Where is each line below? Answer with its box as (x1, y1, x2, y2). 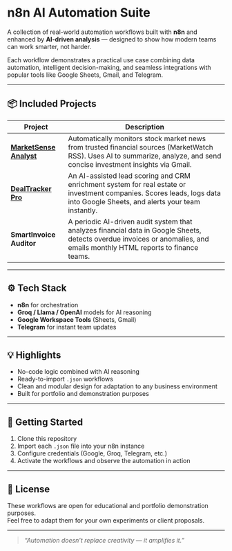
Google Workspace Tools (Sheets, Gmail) (17, 315, 137, 323)
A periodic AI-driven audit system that (68, 217, 193, 226)
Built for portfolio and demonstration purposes (17, 390, 150, 398)
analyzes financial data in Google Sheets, (68, 225, 202, 235)
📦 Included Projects (7, 98, 97, 110)
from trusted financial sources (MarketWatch (68, 142, 214, 152)
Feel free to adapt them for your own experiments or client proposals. (7, 516, 205, 524)
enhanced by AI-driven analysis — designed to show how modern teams (7, 35, 217, 43)
